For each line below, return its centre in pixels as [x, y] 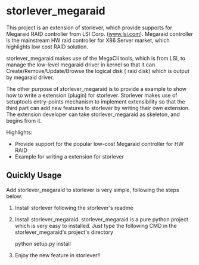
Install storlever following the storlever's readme [74, 208]
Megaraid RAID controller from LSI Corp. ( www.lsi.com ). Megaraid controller [100, 33]
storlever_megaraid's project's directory [64, 232]
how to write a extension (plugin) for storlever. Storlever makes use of [92, 95]
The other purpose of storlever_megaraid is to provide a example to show [96, 89]
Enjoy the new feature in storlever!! [57, 255]
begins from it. [24, 120]
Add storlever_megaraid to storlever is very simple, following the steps [93, 190]
